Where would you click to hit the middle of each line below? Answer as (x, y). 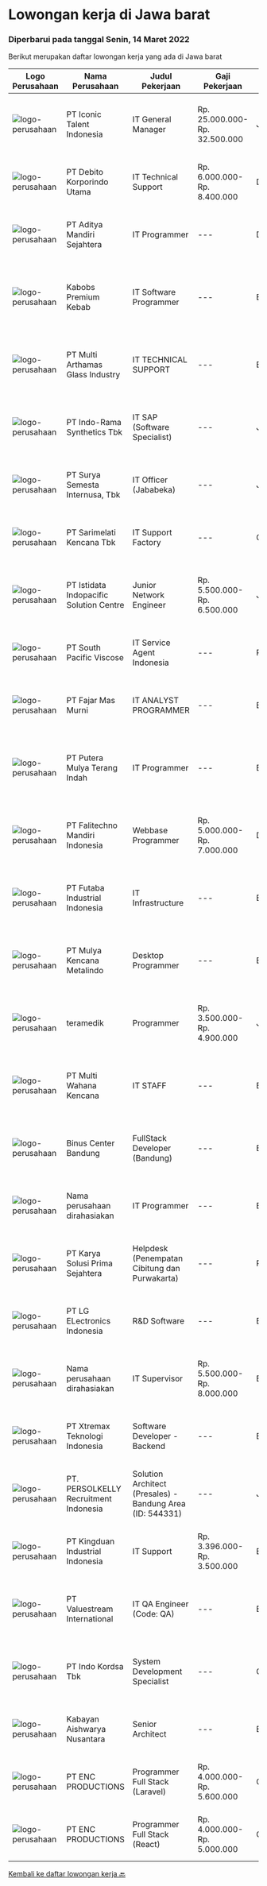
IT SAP (145, 417)
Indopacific (87, 595)
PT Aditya (85, 225)
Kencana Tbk (91, 543)
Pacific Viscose (95, 658)
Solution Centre (95, 605)
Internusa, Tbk (93, 495)
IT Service (151, 643)
